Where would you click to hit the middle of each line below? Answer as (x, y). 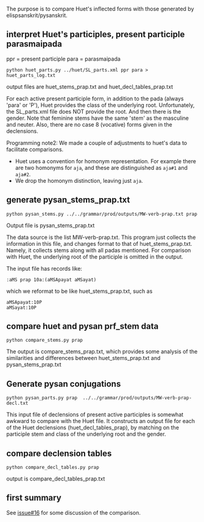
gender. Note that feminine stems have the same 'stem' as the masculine (97, 118)
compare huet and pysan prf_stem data (83, 326)
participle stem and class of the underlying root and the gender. (86, 434)
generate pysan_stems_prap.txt (68, 200)
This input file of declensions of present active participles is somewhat (95, 414)
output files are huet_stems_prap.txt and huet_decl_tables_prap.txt (90, 86)
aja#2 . (23, 174)
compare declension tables (59, 453)
